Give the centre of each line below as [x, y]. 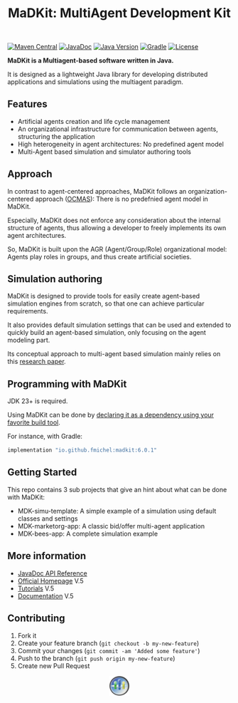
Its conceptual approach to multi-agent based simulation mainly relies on [114, 354]
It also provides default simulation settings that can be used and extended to [119, 325]
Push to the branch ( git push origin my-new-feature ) [96, 658]
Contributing [36, 619]
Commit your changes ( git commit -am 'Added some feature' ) [109, 650]
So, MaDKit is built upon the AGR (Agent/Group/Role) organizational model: [117, 249]
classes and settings [48, 519]
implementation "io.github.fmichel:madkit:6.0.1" [82, 450]
